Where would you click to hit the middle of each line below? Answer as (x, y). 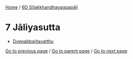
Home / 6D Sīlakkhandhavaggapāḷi (42, 7)
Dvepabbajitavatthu (33, 41)
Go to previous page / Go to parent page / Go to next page (66, 51)
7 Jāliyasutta (33, 27)
